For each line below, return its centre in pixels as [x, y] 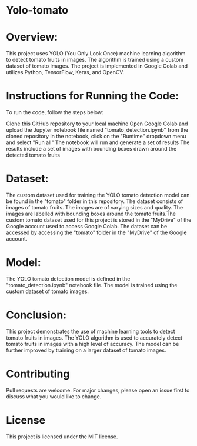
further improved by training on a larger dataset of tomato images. [86, 350]
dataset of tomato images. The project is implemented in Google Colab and [97, 66]
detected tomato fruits [33, 155]
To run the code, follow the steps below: [55, 112]
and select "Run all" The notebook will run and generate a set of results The [98, 142]
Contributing [38, 374]
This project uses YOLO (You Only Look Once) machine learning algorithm [96, 54]
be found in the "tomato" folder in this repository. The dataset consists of [95, 201]
